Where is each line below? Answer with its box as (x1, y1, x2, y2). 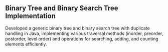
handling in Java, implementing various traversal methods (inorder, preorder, (5, 30, 163, 36)
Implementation (5, 12, 56, 20)
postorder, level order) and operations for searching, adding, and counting (5, 35, 159, 41)
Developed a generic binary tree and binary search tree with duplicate (5, 25, 150, 31)
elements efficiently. (5, 41, 47, 47)
